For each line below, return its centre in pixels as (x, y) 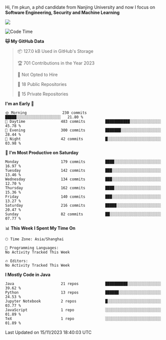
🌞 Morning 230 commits (46, 113)
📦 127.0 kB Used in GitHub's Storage (55, 51)
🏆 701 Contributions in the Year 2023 (56, 63)
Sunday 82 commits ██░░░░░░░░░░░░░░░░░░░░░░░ (83, 214)
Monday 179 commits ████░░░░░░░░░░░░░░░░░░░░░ (83, 162)
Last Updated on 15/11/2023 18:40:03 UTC (48, 332)
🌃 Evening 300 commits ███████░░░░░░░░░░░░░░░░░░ (83, 130)
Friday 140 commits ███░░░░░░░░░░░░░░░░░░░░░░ (83, 197)
